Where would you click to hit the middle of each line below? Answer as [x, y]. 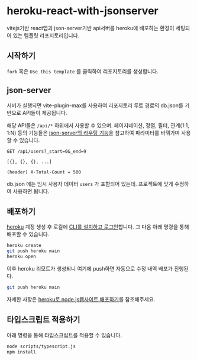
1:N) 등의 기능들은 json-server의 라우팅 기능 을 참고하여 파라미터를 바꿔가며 [93, 133]
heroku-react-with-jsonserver [83, 11]
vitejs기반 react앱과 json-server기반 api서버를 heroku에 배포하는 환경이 [91, 28]
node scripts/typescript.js [41, 346]
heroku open [21, 257]
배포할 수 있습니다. [28, 234]
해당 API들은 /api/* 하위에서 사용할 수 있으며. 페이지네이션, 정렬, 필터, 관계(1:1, [98, 125]
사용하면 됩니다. [31, 191]
